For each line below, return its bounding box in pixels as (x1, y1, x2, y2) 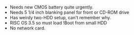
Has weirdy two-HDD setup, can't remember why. (9, 15, 111, 20)
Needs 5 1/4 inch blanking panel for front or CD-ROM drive (9, 9, 130, 15)
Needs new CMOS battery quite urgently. (9, 4, 94, 10)
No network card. (9, 25, 46, 31)
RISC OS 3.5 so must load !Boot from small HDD (9, 20, 107, 26)
